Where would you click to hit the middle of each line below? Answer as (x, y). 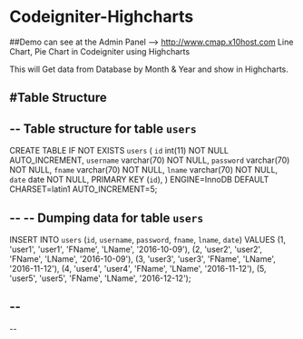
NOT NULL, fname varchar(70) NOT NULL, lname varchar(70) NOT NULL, (144, 170)
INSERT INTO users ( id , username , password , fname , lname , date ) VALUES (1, (148, 239)
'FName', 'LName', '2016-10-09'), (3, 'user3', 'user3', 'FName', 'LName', (143, 259)
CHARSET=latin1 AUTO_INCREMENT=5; (83, 189)
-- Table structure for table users (103, 129)
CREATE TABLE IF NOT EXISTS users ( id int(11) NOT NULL (119, 151)
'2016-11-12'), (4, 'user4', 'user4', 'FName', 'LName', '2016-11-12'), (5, (138, 268)
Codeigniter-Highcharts (102, 17)
